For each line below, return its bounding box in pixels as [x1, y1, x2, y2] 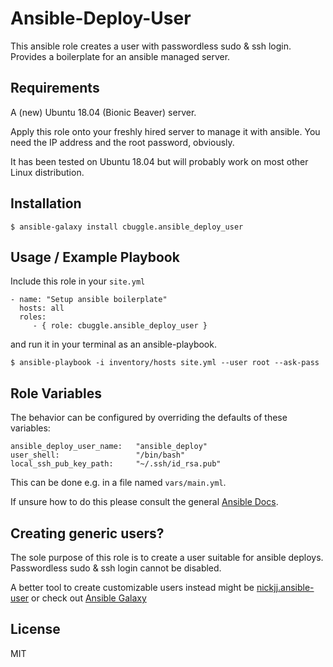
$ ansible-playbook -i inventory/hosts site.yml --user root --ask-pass [10, 358, 320, 368]
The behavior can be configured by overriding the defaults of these [10, 412, 288, 424]
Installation [10, 195, 82, 212]
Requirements [10, 80, 100, 97]
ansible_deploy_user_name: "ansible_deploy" [10, 442, 208, 452]
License [10, 621, 61, 638]
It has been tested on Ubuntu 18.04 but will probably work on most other [10, 155, 309, 167]
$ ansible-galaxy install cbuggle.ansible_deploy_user [10, 222, 244, 232]
